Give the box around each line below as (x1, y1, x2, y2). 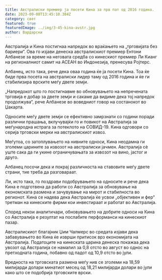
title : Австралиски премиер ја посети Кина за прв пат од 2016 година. (5, 7, 154, 12)
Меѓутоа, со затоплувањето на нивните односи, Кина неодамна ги (5, 139, 145, 145)
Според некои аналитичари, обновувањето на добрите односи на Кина (5, 209, 155, 215)
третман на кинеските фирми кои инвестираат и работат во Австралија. (5, 200, 157, 205)
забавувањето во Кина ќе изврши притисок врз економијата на (5, 234, 139, 240)
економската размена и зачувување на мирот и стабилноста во (5, 189, 140, 195)
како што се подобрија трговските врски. (5, 270, 92, 275)
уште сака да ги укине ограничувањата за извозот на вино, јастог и (5, 149, 147, 155)
